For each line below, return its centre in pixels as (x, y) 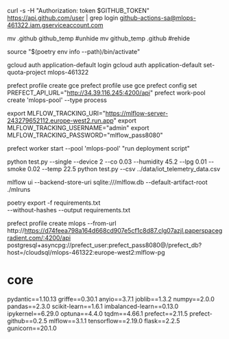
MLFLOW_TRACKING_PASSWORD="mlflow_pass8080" (85, 135)
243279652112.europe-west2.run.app (61, 121)
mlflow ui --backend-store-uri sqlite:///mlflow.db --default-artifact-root (107, 182)
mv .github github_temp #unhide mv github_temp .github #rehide (99, 38)
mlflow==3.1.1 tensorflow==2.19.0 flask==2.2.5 (114, 321)
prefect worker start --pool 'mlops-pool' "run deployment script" (99, 148)
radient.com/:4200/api (39, 238)
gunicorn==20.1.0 (32, 328)
